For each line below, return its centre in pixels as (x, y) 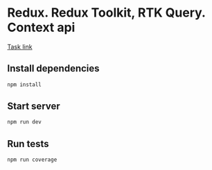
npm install (24, 85)
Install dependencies (53, 68)
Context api (41, 27)
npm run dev (24, 122)
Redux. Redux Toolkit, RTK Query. (106, 13)
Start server (34, 107)
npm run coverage (32, 160)
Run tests (28, 144)
